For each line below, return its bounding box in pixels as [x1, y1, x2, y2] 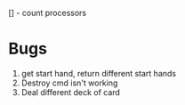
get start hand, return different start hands [20, 68, 177, 78]
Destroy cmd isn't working [20, 77, 118, 88]
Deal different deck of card [20, 86, 121, 97]
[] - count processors [8, 8, 86, 18]
